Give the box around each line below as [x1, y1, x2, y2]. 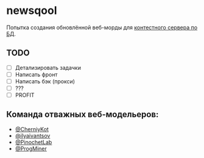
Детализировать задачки [15, 64, 81, 71]
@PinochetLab [15, 138, 52, 146]
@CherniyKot [15, 125, 49, 132]
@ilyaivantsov [15, 132, 51, 139]
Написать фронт [15, 70, 58, 78]
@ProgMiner [15, 145, 47, 152]
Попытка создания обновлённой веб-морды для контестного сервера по [6, 24, 198, 31]
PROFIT [15, 92, 35, 98]
